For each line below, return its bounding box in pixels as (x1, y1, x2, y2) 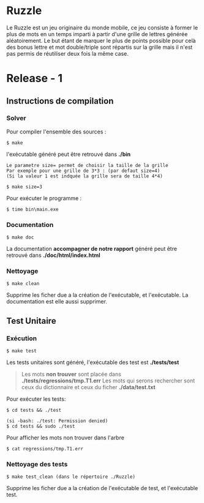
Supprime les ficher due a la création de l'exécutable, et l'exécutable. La (6, 291, 189, 299)
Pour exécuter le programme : (6, 194, 82, 202)
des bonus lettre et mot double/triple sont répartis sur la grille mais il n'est (6, 43, 193, 51)
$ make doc (6, 234, 34, 240)
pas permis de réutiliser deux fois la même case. (6, 50, 129, 57)
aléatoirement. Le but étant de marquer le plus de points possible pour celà (6, 37, 196, 44)
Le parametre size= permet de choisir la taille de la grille (6, 162, 168, 168)
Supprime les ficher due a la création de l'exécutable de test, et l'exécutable (6, 485, 198, 492)
